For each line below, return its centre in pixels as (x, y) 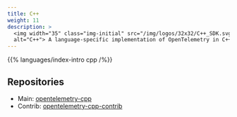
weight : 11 (23, 20)
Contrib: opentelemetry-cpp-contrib (70, 106)
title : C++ (23, 14)
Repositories (36, 82)
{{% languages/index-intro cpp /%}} (60, 60)
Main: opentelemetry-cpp (54, 98)
